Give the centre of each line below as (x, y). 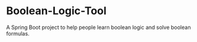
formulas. (18, 33)
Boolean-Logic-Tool (56, 11)
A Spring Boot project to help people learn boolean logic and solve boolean (98, 27)
